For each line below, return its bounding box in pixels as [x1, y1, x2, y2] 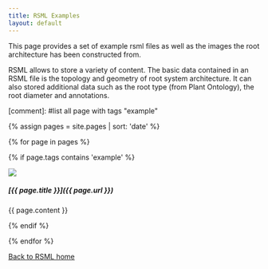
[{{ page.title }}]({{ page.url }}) [8, 185, 114, 196]
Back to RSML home [8, 252, 76, 262]
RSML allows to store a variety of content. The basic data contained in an [8, 65, 249, 74]
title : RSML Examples [8, 11, 81, 20]
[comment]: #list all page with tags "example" [8, 105, 158, 116]
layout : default [8, 19, 62, 27]
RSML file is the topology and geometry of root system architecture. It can [8, 73, 252, 83]
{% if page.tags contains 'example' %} [8, 152, 136, 162]
